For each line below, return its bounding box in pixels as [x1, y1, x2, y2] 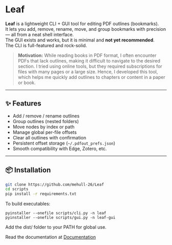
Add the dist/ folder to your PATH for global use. [5, 224, 106, 230]
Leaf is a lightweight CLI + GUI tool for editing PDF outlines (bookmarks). [5, 21, 159, 27]
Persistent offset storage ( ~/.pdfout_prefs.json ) [12, 140, 116, 146]
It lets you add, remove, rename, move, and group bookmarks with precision [5, 26, 166, 32]
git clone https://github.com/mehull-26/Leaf [5, 182, 104, 187]
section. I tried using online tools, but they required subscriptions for [17, 63, 162, 69]
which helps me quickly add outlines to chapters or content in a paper [17, 74, 165, 80]
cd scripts [5, 187, 29, 192]
